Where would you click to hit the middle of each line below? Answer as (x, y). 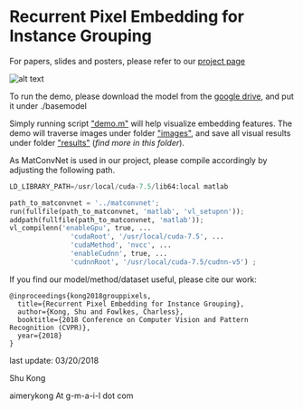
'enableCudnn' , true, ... (119, 254)
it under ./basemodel (48, 105)
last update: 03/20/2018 (54, 360)
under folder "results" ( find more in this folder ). (97, 142)
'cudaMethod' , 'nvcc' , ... (121, 245)
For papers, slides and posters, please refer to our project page (128, 61)
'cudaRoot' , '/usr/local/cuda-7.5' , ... (147, 237)
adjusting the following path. (62, 170)
